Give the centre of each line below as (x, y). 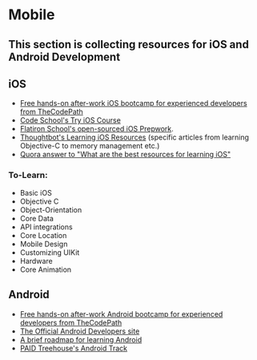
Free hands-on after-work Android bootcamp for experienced (121, 313)
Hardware (36, 261)
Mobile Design (44, 244)
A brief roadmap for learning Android (81, 339)
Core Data (37, 218)
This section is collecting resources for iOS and (129, 44)
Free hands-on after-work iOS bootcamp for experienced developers (133, 103)
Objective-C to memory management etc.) (90, 146)
